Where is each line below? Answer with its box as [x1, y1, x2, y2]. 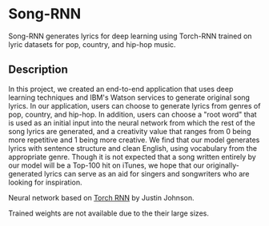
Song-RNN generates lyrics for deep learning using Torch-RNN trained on [8, 31, 252, 41]
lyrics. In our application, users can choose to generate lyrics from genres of [8, 101, 261, 110]
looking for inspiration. [8, 177, 82, 187]
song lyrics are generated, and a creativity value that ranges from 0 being [8, 126, 251, 136]
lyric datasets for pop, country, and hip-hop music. [8, 39, 176, 49]
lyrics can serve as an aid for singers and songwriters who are [43, 169, 250, 178]
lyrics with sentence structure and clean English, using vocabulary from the [8, 143, 258, 153]
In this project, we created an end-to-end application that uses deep [8, 84, 234, 93]
